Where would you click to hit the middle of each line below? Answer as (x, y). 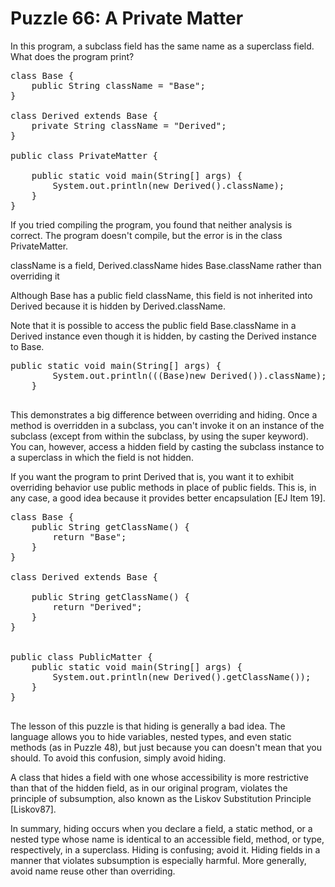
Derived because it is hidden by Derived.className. (118, 306)
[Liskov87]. (33, 809)
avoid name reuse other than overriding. (93, 871)
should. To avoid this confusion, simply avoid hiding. (118, 758)
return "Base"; (89, 536)
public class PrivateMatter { (84, 155)
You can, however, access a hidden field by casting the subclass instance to (167, 446)
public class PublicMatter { (81, 656)
